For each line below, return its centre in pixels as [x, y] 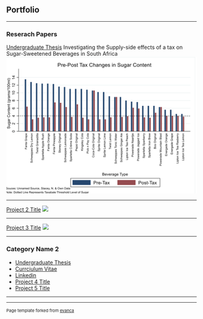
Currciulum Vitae [36, 269]
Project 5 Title [32, 288]
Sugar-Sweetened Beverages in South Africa [62, 54]
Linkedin [26, 275]
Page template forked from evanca [40, 311]
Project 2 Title [24, 210]
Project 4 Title [32, 282]
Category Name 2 [33, 249]
